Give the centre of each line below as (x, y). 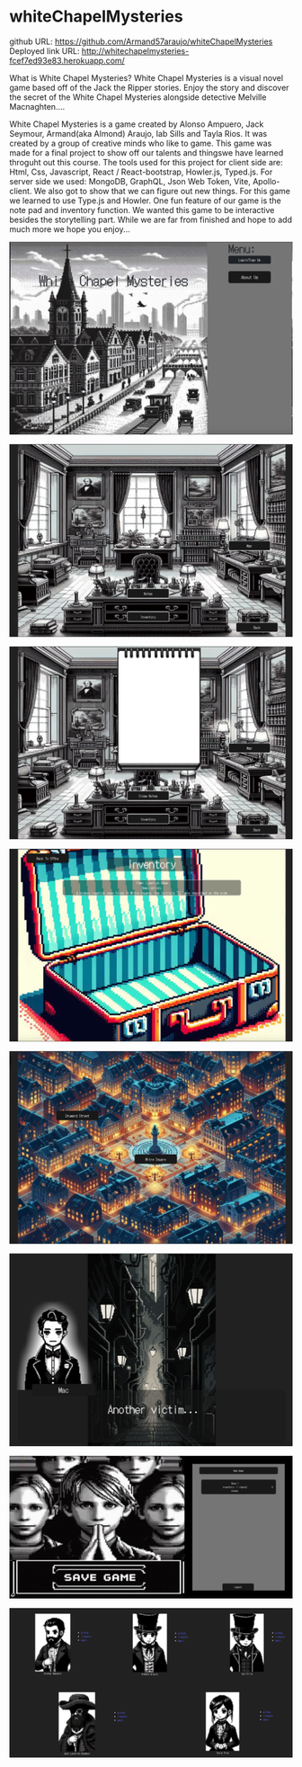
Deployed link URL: (44, 50)
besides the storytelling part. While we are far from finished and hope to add (151, 219)
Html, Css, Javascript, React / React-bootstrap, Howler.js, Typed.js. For (141, 172)
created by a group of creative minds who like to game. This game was (141, 143)
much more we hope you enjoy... (70, 229)
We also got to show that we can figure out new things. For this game (162, 191)
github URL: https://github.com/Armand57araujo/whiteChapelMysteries (141, 41)
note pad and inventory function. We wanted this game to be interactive (142, 210)
